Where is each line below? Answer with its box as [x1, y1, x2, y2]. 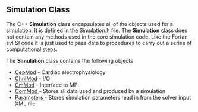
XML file [14, 100, 36, 107]
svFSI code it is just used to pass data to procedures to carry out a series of [6, 39, 192, 46]
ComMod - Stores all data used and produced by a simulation [14, 87, 166, 94]
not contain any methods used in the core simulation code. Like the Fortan [6, 33, 188, 40]
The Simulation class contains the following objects [6, 57, 134, 64]
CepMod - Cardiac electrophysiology [14, 68, 106, 76]
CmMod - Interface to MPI [14, 81, 79, 88]
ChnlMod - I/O [14, 75, 51, 82]
